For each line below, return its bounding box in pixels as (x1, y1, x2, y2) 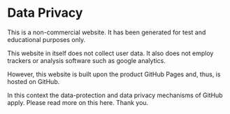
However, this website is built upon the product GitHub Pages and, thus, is (7, 70, 221, 78)
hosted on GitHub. (7, 77, 60, 85)
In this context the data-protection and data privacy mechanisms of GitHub (7, 91, 223, 99)
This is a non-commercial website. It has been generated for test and (7, 28, 206, 36)
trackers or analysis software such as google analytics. (7, 56, 166, 64)
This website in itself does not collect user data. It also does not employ (7, 49, 214, 57)
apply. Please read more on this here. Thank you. (7, 98, 149, 106)
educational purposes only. (7, 35, 86, 43)
